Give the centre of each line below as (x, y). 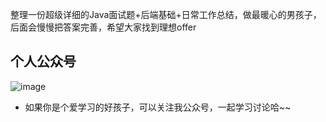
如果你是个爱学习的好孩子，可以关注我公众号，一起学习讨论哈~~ (158, 107)
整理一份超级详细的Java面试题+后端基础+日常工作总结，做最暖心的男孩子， (166, 14)
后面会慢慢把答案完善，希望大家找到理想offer (103, 27)
